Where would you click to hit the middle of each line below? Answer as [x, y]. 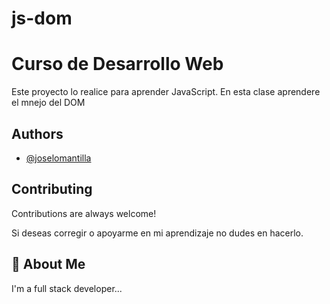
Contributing [52, 189]
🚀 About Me [48, 264]
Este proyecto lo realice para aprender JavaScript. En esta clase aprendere [166, 92]
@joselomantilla [58, 158]
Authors [37, 133]
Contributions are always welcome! [84, 213]
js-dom [42, 18]
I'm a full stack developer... [67, 288]
